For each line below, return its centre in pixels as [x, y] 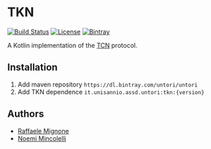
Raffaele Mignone [43, 131]
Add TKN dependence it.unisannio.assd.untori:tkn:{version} [111, 91]
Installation [32, 67]
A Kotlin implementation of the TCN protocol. [72, 45]
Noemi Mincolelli [42, 138]
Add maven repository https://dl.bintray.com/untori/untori [108, 84]
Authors [26, 114]
